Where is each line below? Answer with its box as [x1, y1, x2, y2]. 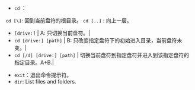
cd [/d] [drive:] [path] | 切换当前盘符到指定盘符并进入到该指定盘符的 [14, 52, 189, 58]
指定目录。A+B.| [14, 59, 55, 66]
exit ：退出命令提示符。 [14, 72, 72, 78]
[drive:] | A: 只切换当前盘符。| [14, 29, 90, 36]
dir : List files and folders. [14, 78, 76, 85]
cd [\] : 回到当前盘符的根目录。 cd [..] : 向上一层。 [5, 17, 132, 24]
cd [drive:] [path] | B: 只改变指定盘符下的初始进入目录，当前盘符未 [14, 37, 183, 44]
